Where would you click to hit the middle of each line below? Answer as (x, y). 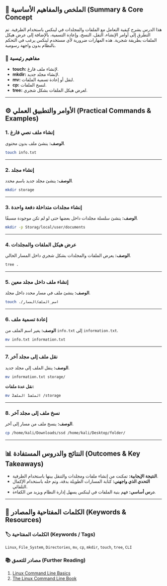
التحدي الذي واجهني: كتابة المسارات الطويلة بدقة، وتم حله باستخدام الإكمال (81, 481)
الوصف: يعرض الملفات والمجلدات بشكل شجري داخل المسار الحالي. (68, 255)
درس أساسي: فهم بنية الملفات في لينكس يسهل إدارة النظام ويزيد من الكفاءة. (84, 492)
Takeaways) (24, 464)
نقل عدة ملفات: (20, 386)
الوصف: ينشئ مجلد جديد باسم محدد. (39, 181)
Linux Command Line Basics (41, 573)
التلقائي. (20, 486)
